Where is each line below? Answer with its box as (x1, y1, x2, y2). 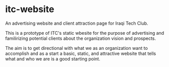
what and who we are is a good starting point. (5, 55, 100, 61)
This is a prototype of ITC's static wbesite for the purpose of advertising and (5, 30, 164, 36)
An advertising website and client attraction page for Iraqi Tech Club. (5, 20, 148, 26)
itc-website (5, 4, 54, 15)
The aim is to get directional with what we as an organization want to (5, 45, 148, 51)
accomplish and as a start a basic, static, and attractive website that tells (5, 50, 156, 56)
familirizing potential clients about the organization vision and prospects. (5, 35, 156, 41)
